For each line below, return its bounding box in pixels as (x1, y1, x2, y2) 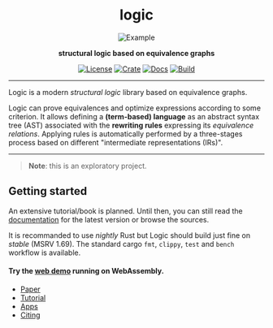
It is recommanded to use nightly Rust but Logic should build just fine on (8, 230, 251, 240)
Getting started (8, 184, 88, 198)
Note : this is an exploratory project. (28, 161, 148, 170)
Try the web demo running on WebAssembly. (8, 266, 164, 276)
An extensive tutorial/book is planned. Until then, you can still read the (8, 205, 244, 216)
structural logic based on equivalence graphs (58, 48, 215, 58)
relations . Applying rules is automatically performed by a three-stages (8, 128, 243, 139)
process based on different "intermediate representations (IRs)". (8, 137, 223, 147)
